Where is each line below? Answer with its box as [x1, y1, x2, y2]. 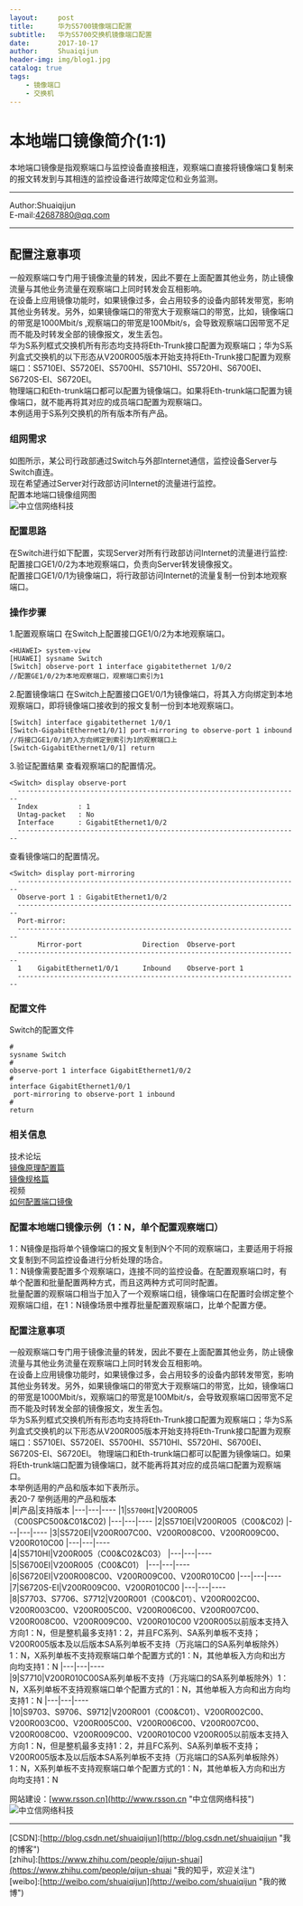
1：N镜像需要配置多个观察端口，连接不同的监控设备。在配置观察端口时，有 [9, 1266, 288, 1277]
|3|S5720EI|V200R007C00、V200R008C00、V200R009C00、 [49, 1527, 284, 1538]
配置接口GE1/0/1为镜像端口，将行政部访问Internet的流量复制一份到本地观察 [9, 570, 288, 580]
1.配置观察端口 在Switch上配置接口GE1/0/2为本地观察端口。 [9, 628, 230, 639]
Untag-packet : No [17, 810, 95, 819]
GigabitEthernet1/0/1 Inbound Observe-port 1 [37, 964, 244, 973]
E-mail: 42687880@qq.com [9, 210, 110, 221]
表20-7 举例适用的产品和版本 [9, 1494, 117, 1505]
